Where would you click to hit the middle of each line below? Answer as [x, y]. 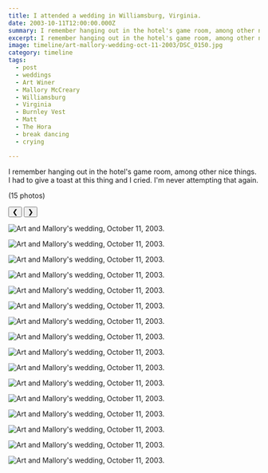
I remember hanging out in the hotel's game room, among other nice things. [132, 171]
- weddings [33, 75]
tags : [17, 61]
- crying [30, 142]
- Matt [26, 120]
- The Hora [33, 127]
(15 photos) [27, 195]
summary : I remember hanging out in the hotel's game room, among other [132, 30]
